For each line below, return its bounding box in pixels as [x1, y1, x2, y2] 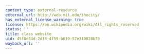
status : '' [5, 27, 29, 32]
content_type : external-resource [5, 7, 77, 13]
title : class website [5, 31, 52, 37]
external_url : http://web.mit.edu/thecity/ [5, 12, 100, 17]
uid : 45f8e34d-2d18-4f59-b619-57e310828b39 [5, 37, 100, 42]
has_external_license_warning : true [5, 17, 84, 22]
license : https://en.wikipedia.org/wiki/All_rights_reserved [5, 22, 139, 27]
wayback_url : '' [5, 41, 40, 46]
